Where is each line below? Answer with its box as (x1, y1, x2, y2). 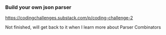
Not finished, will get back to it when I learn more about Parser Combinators (5, 24, 161, 30)
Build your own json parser (5, 4, 72, 11)
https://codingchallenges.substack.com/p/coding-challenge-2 (5, 15, 133, 21)
